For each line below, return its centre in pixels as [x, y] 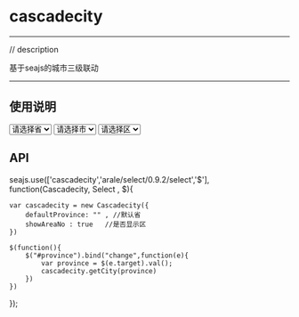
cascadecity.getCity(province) [99, 271]
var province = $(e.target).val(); [107, 263]
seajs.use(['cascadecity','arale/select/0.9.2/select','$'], [109, 179]
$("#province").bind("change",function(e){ [107, 256]
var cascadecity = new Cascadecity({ [79, 205]
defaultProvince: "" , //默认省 [83, 215]
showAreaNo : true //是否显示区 [86, 224]
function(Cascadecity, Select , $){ [71, 189]
